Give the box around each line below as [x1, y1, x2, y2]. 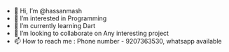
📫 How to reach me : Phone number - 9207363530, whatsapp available [13, 37, 222, 45]
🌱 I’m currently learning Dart [13, 22, 96, 30]
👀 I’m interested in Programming [13, 14, 107, 22]
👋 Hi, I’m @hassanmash [13, 7, 83, 15]
